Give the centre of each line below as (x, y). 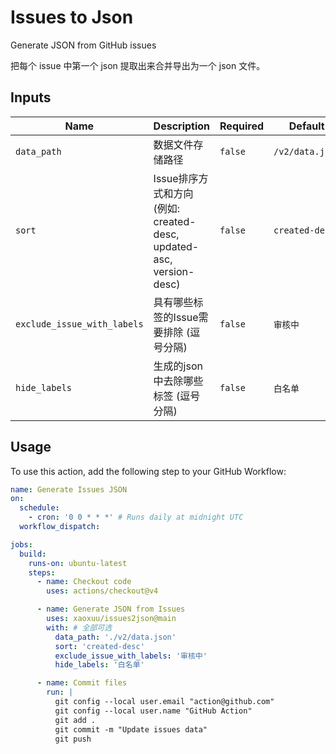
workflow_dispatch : (60, 527)
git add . (75, 720)
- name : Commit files (82, 683)
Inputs (31, 97)
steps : (42, 572)
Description (182, 126)
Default (306, 126)
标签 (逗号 (177, 396)
